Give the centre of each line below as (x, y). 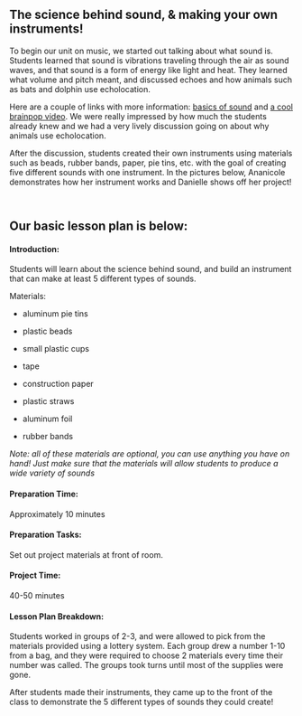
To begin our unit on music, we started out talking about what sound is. (141, 51)
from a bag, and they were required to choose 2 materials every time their (146, 655)
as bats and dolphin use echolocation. (80, 89)
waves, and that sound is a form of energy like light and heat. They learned (148, 70)
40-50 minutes (37, 596)
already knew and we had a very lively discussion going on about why (139, 126)
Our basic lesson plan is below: (99, 226)
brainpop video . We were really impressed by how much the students (138, 116)
